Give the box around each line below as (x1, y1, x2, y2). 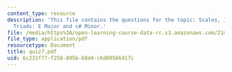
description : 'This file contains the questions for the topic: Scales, (7, 16, 221, 23)
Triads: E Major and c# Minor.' (13, 23, 107, 29)
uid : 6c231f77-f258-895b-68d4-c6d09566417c (7, 55, 135, 62)
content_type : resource (7, 10, 76, 17)
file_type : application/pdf (7, 36, 88, 43)
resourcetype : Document (7, 42, 76, 49)
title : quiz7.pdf (7, 49, 57, 56)
